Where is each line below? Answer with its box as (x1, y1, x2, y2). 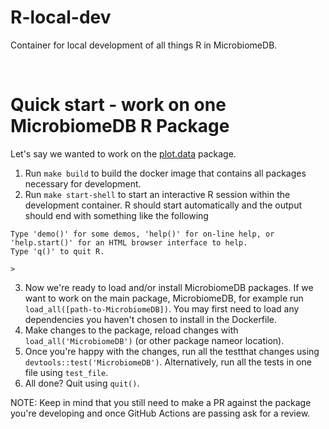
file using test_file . (24, 366, 109, 378)
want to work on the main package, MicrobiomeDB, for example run (24, 292, 304, 304)
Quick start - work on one (10, 94, 227, 116)
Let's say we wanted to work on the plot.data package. (10, 147, 237, 160)
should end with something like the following (24, 209, 209, 221)
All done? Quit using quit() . (24, 377, 140, 389)
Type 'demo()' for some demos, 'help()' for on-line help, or (10, 229, 275, 239)
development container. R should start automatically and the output (24, 199, 303, 211)
